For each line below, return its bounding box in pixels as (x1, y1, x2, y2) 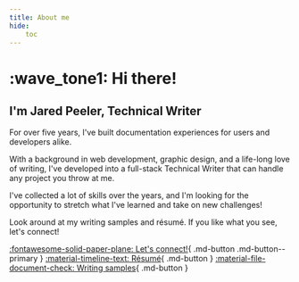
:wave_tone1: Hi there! (9, 68, 177, 88)
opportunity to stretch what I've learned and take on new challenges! (9, 200, 263, 211)
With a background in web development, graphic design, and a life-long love (9, 153, 290, 165)
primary (9, 253, 38, 264)
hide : (9, 21, 29, 30)
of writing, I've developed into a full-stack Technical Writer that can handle (9, 163, 284, 174)
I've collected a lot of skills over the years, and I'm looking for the (9, 190, 249, 201)
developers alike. (9, 137, 72, 147)
